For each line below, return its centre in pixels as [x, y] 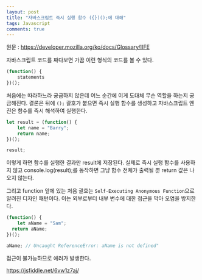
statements [31, 77]
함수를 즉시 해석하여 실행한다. [52, 110]
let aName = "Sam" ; [42, 223]
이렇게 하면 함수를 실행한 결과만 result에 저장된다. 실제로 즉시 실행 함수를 [93, 163]
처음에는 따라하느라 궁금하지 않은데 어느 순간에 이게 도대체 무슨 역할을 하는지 [97, 95]
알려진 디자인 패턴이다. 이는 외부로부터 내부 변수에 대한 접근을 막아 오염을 [93, 198]
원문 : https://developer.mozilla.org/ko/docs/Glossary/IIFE [78, 47]
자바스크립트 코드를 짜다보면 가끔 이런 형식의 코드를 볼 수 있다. [80, 60]
